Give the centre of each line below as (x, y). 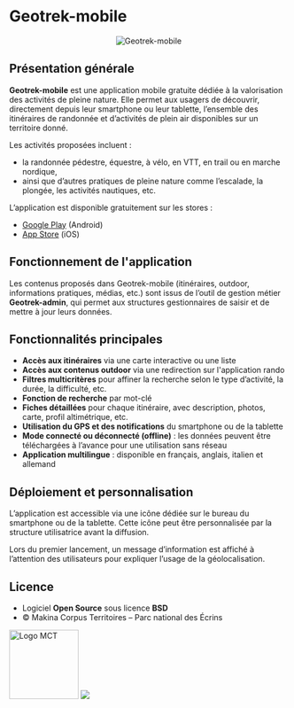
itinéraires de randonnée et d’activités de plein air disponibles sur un (134, 118)
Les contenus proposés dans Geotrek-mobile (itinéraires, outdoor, (129, 283)
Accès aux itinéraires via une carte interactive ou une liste (129, 361)
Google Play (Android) (62, 224)
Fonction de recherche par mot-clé (87, 398)
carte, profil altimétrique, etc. (75, 417)
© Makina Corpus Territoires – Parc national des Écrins (122, 617)
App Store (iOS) (50, 234)
